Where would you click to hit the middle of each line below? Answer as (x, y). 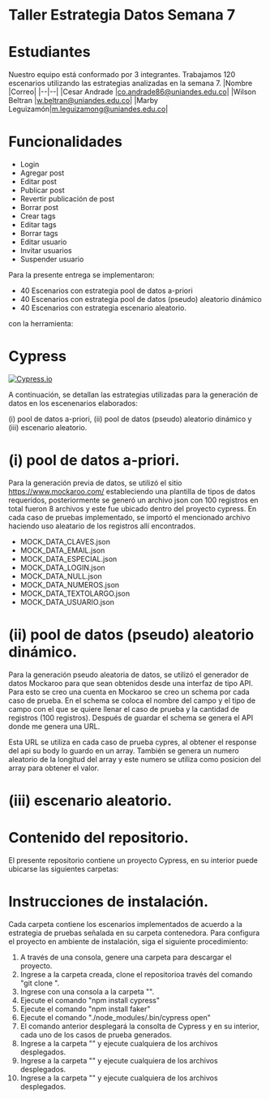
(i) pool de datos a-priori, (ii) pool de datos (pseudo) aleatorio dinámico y (130, 419)
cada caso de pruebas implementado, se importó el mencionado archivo (129, 517)
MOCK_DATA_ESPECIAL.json (69, 558)
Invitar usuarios (46, 251)
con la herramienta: (41, 324)
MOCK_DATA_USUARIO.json (67, 601)
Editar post (38, 182)
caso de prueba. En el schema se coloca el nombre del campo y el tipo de (132, 700)
